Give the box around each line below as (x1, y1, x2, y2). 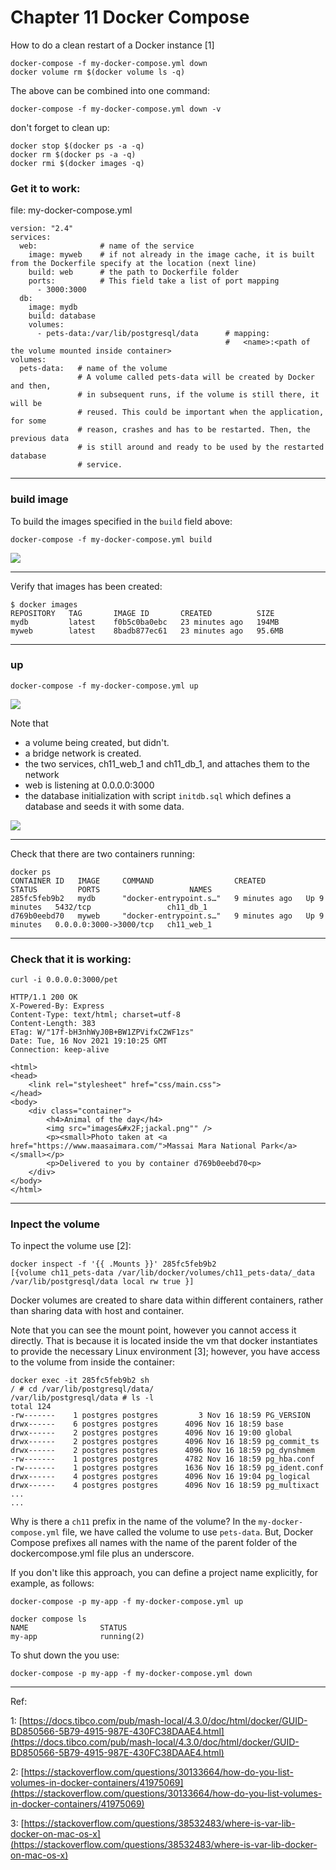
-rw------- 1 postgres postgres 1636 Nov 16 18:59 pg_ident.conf (10, 1463, 325, 1473)
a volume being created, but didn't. (24, 736, 170, 748)
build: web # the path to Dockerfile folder (28, 267, 240, 278)
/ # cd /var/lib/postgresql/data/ (10, 1384, 155, 1395)
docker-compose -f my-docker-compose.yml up (10, 681, 199, 691)
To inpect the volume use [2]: (10, 1240, 132, 1252)
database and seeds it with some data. (24, 800, 185, 812)
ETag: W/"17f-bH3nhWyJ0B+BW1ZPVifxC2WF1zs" (10, 1027, 195, 1038)
